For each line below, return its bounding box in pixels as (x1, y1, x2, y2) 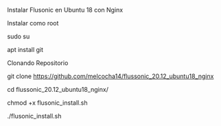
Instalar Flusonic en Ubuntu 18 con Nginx (7, 6, 124, 14)
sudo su (7, 32, 30, 40)
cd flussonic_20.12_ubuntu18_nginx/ (7, 86, 108, 93)
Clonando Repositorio (7, 59, 69, 67)
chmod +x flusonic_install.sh (7, 99, 88, 107)
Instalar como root (7, 19, 59, 27)
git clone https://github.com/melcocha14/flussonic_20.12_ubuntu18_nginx (7, 72, 214, 80)
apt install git (7, 46, 43, 53)
